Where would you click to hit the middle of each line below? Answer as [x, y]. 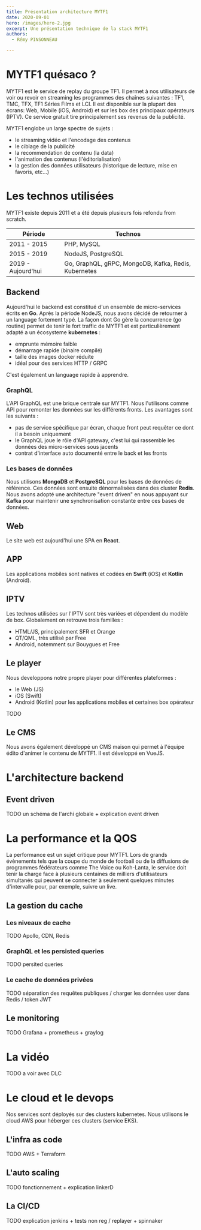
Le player [24, 663]
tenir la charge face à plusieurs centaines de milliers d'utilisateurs [87, 874]
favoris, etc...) [32, 172]
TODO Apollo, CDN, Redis [38, 935]
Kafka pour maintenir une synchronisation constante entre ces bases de [95, 501]
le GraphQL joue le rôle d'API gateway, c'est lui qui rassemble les [95, 440]
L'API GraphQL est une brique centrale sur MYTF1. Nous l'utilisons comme [98, 403]
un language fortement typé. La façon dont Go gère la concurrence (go [94, 319]
